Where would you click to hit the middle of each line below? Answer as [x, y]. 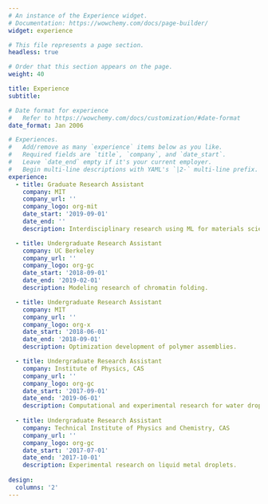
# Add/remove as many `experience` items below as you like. [116, 147]
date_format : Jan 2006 [46, 125]
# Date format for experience [59, 110]
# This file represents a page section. [77, 45]
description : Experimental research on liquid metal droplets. [130, 465]
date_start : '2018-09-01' [66, 273]
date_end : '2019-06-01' [62, 399]
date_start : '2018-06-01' [66, 332]
